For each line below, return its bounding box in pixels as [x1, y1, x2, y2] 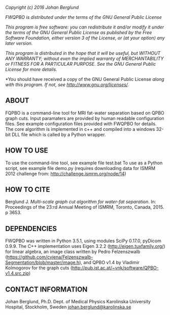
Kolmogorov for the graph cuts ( [5, 265, 73, 271]
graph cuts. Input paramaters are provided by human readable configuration [5, 115, 164, 121]
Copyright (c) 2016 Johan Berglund [5, 5, 79, 10]
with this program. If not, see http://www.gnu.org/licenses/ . [5, 81, 129, 88]
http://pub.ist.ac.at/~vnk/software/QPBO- [72, 265, 159, 271]
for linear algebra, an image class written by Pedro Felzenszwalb [5, 249, 141, 255]
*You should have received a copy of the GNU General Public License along [5, 76, 164, 82]
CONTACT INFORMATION [5, 285, 88, 294]
